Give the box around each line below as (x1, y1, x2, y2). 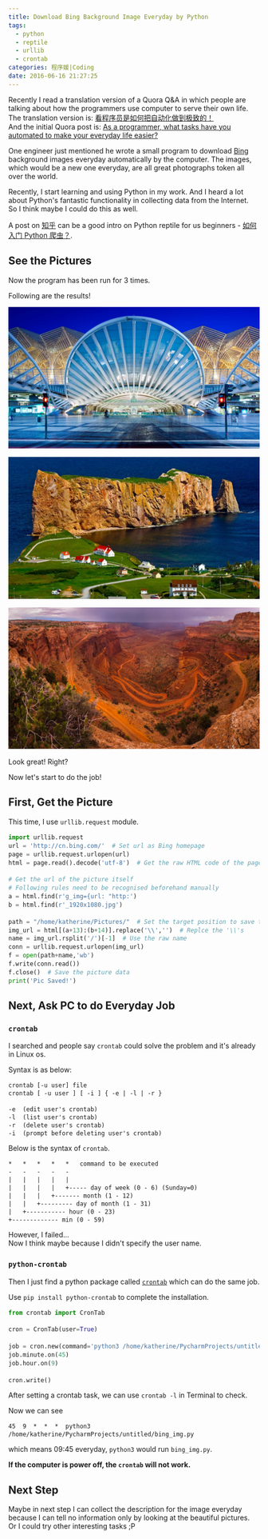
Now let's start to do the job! (8, 773, 102, 782)
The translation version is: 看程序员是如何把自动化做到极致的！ (8, 113, 214, 122)
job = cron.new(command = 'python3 (8, 1342, 120, 1351)
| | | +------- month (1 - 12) (8, 1192, 134, 1200)
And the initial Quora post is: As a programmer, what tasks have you (8, 122, 231, 131)
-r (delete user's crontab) (8, 1121, 105, 1129)
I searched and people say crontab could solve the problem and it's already (8, 1041, 256, 1051)
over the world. (8, 171, 58, 181)
